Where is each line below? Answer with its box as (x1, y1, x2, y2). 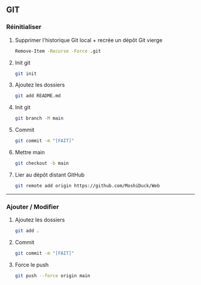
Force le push (14, 261, 49, 268)
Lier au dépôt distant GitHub (14, 171, 85, 178)
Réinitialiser (6, 23, 42, 31)
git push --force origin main (14, 272, 91, 278)
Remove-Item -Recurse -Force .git (14, 48, 101, 54)
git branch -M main (14, 115, 64, 122)
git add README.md (14, 93, 61, 99)
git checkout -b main (14, 160, 69, 167)
